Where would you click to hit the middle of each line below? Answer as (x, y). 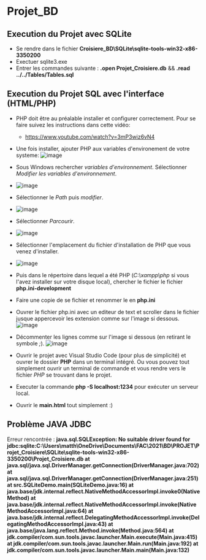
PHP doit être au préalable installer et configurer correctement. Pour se (106, 118)
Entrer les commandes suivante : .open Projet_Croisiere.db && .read (103, 68)
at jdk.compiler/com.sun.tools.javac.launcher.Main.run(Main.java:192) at (103, 543)
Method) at (21, 497)
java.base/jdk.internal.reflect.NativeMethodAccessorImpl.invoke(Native (102, 504)
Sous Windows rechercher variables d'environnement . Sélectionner (101, 167)
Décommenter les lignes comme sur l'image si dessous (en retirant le (103, 337)
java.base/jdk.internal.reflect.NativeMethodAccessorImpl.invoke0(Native (104, 491)
